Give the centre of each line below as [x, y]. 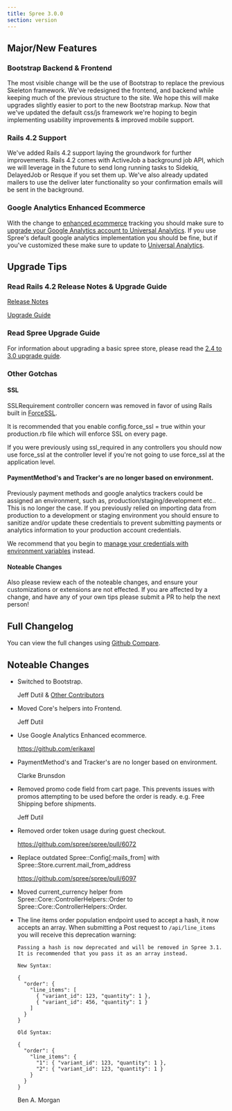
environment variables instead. [51, 551]
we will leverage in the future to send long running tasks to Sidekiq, [103, 168]
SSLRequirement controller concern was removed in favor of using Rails [110, 405]
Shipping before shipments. [57, 804]
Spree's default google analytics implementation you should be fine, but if [113, 237]
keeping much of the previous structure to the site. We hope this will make [113, 98]
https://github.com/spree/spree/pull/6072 [77, 844]
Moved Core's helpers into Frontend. [70, 708]
